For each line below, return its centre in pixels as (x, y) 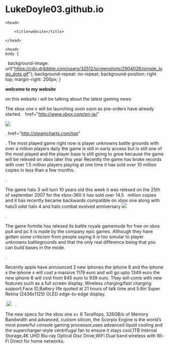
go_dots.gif (17, 74)
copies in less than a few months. (40, 170)
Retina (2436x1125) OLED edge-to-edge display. (55, 294)
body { (12, 54)
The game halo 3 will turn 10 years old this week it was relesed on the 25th (83, 189)
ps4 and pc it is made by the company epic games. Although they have (79, 231)
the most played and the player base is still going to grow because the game (84, 154)
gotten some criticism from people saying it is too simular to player (74, 237)
